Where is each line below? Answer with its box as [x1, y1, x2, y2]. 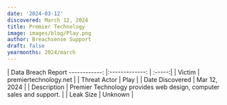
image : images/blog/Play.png [7, 29, 92, 37]
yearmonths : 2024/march [7, 49, 76, 56]
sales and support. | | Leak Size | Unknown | [7, 90, 134, 98]
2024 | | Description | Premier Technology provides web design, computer [7, 83, 220, 91]
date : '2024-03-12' [7, 10, 64, 17]
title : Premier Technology [7, 23, 85, 30]
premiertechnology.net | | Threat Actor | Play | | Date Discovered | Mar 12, [7, 75, 218, 83]
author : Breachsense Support [7, 36, 92, 43]
